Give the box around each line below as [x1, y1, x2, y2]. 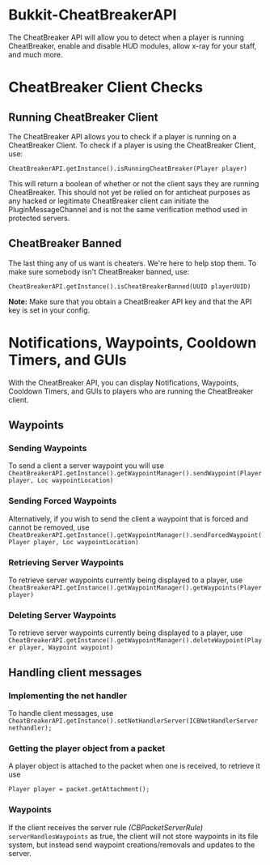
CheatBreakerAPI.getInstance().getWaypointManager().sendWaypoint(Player [8, 470, 263, 478]
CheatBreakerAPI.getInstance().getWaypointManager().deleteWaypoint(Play [8, 637, 263, 645]
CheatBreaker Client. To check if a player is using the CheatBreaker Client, [8, 140, 256, 150]
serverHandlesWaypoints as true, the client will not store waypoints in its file [8, 831, 259, 841]
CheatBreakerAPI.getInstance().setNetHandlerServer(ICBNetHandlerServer [8, 717, 259, 725]
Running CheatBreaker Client [8, 110, 159, 124]
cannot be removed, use [8, 522, 90, 532]
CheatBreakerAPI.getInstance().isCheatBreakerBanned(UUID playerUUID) [8, 282, 251, 291]
